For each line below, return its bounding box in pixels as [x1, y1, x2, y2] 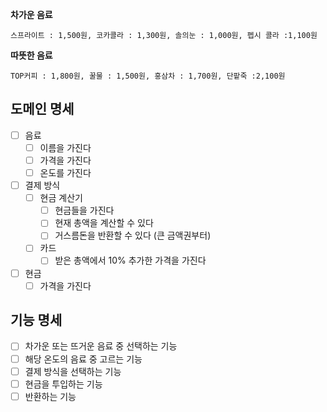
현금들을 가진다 [54, 204, 115, 217]
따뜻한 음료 [10, 49, 53, 61]
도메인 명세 [10, 101, 75, 118]
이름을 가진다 [39, 141, 92, 153]
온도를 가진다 [39, 167, 92, 178]
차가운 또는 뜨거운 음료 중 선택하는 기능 [24, 340, 178, 352]
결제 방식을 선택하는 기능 [24, 365, 122, 377]
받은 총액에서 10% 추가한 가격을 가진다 [54, 254, 207, 267]
